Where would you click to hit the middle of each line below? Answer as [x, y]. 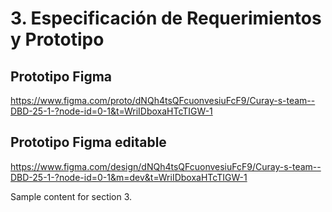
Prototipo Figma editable [88, 142]
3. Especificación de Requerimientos [166, 18]
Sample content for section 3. [71, 196]
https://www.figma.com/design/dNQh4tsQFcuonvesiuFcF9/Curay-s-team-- [166, 166]
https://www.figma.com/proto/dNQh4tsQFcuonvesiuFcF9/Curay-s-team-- [163, 100]
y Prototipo [57, 39]
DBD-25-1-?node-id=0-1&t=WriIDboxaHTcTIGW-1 [111, 111]
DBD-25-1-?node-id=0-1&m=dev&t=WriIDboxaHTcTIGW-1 [129, 177]
